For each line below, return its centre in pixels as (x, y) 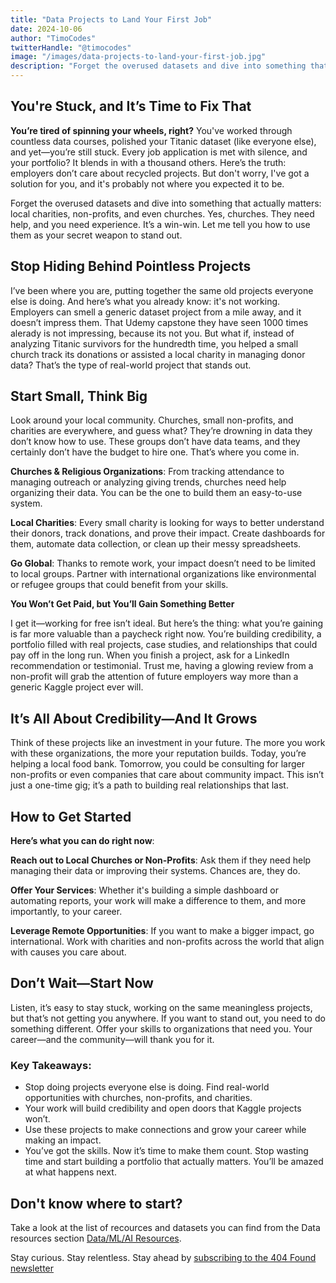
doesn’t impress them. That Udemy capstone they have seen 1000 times (159, 322)
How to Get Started (71, 816)
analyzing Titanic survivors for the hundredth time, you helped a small (154, 343)
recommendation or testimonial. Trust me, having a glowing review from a (162, 666)
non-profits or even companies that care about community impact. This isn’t (167, 775)
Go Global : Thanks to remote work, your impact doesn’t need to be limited (163, 563)
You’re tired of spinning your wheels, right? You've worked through (151, 130)
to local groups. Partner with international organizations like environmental (163, 574)
